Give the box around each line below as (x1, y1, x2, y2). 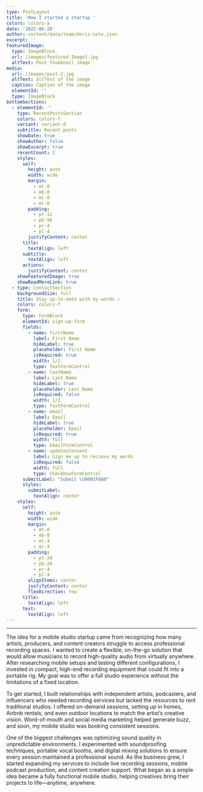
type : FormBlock (22, 313, 63, 319)
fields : (22, 324, 42, 330)
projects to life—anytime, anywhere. (6, 779, 97, 787)
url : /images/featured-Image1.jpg (11, 54, 98, 60)
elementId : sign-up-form (22, 318, 85, 325)
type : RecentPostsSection (17, 110, 83, 116)
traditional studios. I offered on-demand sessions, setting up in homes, (6, 703, 182, 710)
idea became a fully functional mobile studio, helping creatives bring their (6, 773, 189, 780)
